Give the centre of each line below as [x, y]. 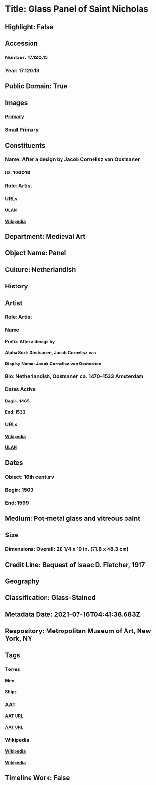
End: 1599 [17, 503]
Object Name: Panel [36, 253]
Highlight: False [29, 27]
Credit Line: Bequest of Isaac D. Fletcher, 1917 [75, 565]
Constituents [25, 145]
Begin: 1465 [17, 401]
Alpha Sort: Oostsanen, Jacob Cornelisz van [51, 352]
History [16, 286]
